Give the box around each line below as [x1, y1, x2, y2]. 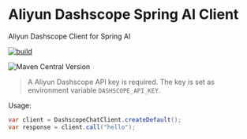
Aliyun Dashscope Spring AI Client [8, 5, 239, 24]
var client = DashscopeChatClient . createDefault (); [8, 115, 182, 123]
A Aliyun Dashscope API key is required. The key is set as [27, 77, 215, 86]
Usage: [8, 101, 32, 110]
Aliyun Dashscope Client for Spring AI [8, 31, 131, 41]
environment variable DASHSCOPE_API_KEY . [27, 85, 161, 95]
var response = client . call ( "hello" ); [8, 123, 136, 131]
